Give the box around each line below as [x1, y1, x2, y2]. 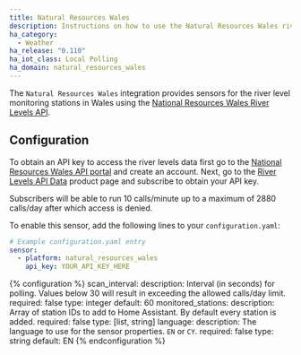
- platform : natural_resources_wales [17, 254, 159, 263]
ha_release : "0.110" [9, 47, 87, 56]
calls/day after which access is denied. [9, 203, 153, 213]
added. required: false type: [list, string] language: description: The [9, 316, 257, 327]
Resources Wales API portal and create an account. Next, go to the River [9, 166, 277, 177]
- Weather [17, 38, 54, 48]
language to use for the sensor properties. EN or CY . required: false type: [9, 326, 274, 337]
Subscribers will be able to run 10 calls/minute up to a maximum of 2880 [9, 193, 276, 203]
